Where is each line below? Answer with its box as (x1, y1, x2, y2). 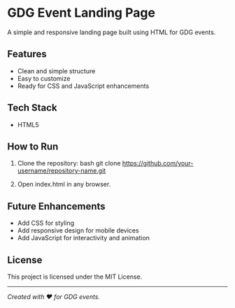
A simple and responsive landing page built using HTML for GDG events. (7, 28, 216, 36)
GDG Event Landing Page (7, 5, 156, 21)
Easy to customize (17, 74, 71, 82)
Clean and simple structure (17, 66, 96, 75)
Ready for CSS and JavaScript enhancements (17, 82, 150, 90)
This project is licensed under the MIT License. (7, 272, 143, 281)
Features (7, 48, 47, 60)
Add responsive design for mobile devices (17, 226, 139, 235)
